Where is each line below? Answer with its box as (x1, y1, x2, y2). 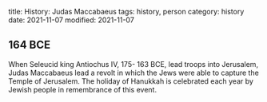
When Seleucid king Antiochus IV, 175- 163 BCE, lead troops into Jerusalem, (8, 59, 258, 69)
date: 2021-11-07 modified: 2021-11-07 (8, 15, 134, 25)
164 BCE (8, 38, 51, 52)
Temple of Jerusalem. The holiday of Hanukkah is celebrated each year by (8, 76, 254, 86)
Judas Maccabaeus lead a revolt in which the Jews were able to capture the (8, 68, 260, 77)
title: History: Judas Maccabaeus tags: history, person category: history (8, 7, 245, 16)
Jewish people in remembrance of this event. (8, 84, 157, 94)
